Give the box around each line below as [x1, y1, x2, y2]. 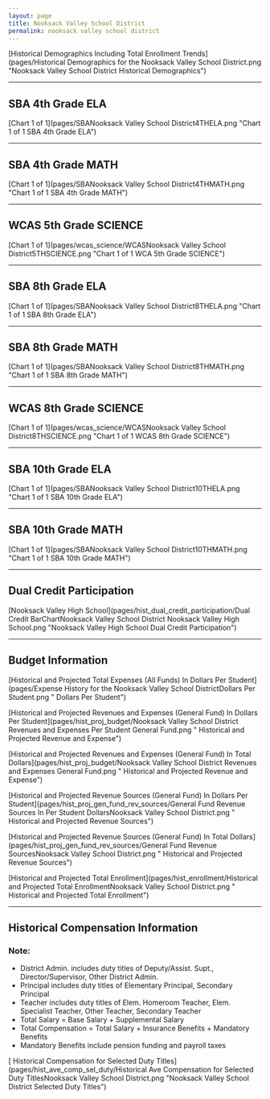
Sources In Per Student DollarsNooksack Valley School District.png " [8, 807, 235, 817]
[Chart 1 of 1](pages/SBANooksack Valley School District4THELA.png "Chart [8, 119, 261, 128]
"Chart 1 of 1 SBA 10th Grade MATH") [8, 553, 131, 563]
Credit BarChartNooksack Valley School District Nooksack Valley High [8, 614, 239, 623]
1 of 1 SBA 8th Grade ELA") [8, 310, 96, 319]
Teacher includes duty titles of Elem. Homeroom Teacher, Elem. [19, 997, 231, 1008]
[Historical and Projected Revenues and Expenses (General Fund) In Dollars [8, 707, 259, 718]
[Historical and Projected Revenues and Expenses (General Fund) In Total [8, 749, 252, 759]
